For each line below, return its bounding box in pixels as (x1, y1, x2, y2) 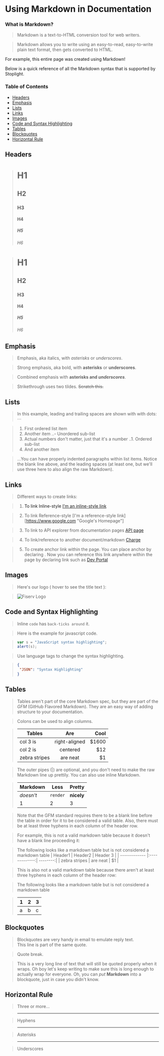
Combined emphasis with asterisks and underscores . (17, 374, 126, 380)
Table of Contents (5, 83, 49, 90)
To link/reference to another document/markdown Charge (24, 537, 141, 542)
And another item (24, 446, 60, 452)
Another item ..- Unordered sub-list (24, 431, 95, 437)
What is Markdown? (5, 21, 54, 28)
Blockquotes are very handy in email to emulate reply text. (17, 936, 134, 942)
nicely (70, 792, 84, 798)
